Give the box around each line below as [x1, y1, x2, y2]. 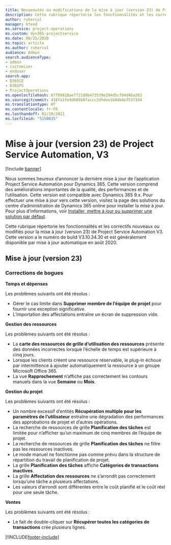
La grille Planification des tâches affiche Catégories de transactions [12, 462, 159, 468]
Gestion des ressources [5, 321, 57, 327]
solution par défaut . [5, 213, 47, 219]
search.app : [5, 74, 31, 79]
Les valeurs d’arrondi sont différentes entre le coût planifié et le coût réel [12, 484, 165, 490]
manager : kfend [5, 21, 38, 27]
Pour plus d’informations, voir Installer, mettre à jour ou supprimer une [5, 208, 153, 214]
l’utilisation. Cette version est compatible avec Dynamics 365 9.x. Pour [5, 192, 153, 198]
